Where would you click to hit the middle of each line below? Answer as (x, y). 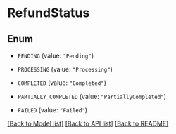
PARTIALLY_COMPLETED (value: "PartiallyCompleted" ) (92, 96)
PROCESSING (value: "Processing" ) (65, 69)
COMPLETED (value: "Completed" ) (62, 83)
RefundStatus (49, 13)
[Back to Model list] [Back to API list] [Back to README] (88, 123)
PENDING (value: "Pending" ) (55, 55)
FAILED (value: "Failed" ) (52, 110)
